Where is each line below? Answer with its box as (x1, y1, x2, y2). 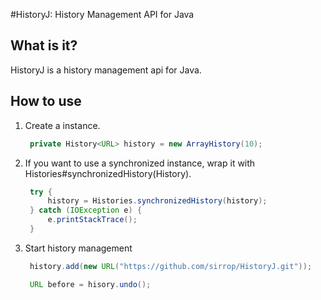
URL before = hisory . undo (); (29, 279, 152, 289)
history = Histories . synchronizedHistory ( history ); (47, 196, 268, 206)
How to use (10, 93, 82, 110)
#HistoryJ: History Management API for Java (10, 9, 195, 20)
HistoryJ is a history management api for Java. (10, 64, 202, 76)
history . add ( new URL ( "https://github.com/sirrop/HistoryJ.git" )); (29, 261, 313, 271)
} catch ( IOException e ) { (29, 205, 143, 216)
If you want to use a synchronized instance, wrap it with (24, 157, 256, 169)
